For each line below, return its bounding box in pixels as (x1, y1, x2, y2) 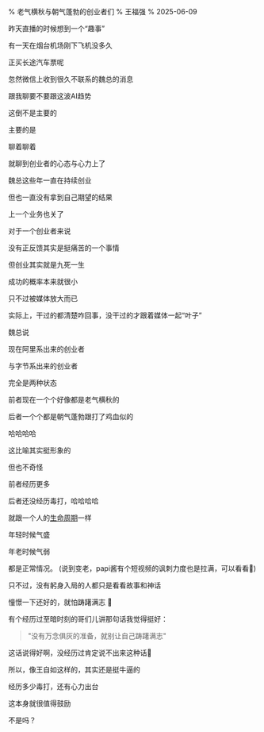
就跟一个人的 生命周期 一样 (8, 513, 92, 522)
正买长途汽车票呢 (8, 58, 64, 67)
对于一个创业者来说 (8, 226, 71, 236)
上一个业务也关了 (8, 210, 64, 218)
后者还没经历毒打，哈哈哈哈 (8, 496, 99, 506)
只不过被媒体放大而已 (8, 294, 78, 303)
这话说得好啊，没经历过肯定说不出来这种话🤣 (8, 648, 152, 657)
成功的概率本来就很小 (8, 277, 78, 286)
